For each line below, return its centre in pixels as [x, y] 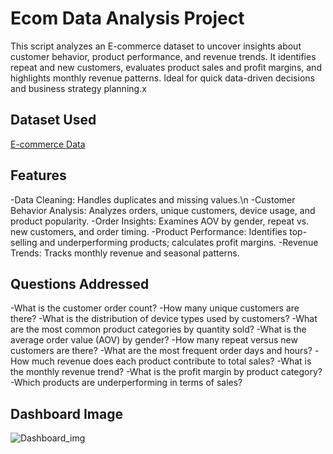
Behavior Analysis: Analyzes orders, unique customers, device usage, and [163, 210]
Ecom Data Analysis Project [127, 18]
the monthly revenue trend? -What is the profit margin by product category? [166, 372]
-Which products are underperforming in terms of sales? [126, 383]
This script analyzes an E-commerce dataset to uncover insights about [156, 46]
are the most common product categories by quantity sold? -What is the [158, 329]
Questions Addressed [80, 283]
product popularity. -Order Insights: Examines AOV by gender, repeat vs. [160, 221]
